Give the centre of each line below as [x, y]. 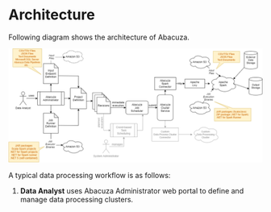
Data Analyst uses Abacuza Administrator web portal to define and [132, 191]
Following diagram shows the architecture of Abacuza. [99, 37]
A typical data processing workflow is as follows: [90, 176]
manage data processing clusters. [77, 200]
